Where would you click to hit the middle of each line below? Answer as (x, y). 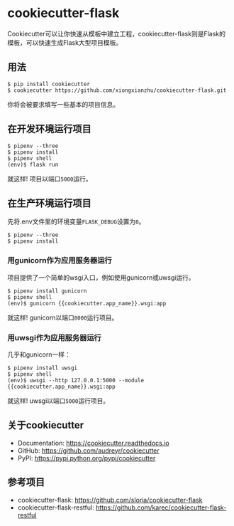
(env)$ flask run (33, 164)
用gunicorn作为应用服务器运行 (60, 261)
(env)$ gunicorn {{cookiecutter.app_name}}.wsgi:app (87, 303)
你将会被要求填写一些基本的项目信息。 (63, 104)
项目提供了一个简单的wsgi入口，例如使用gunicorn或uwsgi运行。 (101, 277)
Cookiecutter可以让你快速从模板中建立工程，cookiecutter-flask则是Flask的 (116, 33)
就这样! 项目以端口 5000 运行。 (50, 179)
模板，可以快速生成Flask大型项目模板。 (65, 42)
